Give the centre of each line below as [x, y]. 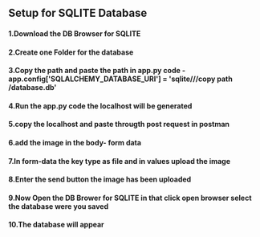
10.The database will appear [56, 225]
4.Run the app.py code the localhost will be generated [100, 106]
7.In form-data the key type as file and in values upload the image [120, 161]
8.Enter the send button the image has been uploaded [100, 179]
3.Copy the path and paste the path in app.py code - [97, 71]
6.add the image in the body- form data [75, 142]
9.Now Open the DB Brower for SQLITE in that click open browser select [130, 198]
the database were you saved [59, 206]
